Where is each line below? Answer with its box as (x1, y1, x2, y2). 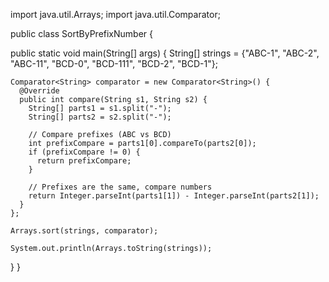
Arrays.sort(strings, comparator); (10, 226, 159, 236)
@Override (19, 86, 60, 96)
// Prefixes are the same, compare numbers (28, 182, 213, 192)
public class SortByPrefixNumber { (10, 28, 154, 39)
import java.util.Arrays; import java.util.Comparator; (10, 9, 221, 20)
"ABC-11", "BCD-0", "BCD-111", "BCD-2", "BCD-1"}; (10, 58, 218, 69)
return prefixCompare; (36, 156, 132, 166)
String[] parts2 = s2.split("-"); (28, 112, 172, 122)
